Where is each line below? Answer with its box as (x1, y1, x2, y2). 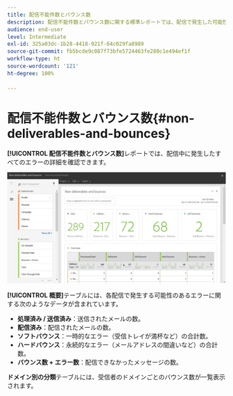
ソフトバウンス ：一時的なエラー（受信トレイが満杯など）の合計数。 (17, 331, 212, 340)
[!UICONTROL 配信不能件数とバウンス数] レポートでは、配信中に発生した (7, 150, 216, 158)
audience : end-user (7, 26, 64, 33)
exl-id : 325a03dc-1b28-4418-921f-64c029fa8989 (7, 40, 144, 48)
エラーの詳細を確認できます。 (25, 158, 110, 166)
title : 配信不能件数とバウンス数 (7, 11, 92, 18)
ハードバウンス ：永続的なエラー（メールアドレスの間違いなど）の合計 (17, 340, 218, 349)
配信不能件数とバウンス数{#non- (7, 110, 195, 126)
